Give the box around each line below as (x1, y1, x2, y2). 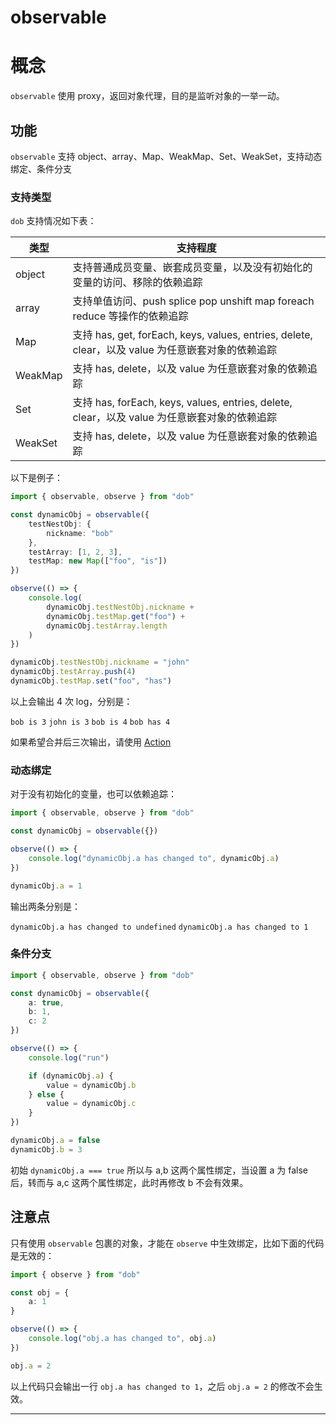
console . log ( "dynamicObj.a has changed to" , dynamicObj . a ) (28, 853, 280, 863)
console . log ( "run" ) (28, 1052, 110, 1063)
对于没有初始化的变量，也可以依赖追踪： (10, 788, 177, 800)
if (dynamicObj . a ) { (28, 1071, 114, 1081)
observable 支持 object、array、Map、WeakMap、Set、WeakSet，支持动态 (10, 150, 323, 162)
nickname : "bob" (46, 528, 114, 538)
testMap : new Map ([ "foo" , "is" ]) (28, 556, 168, 566)
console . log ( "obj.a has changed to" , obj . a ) (28, 1334, 217, 1344)
